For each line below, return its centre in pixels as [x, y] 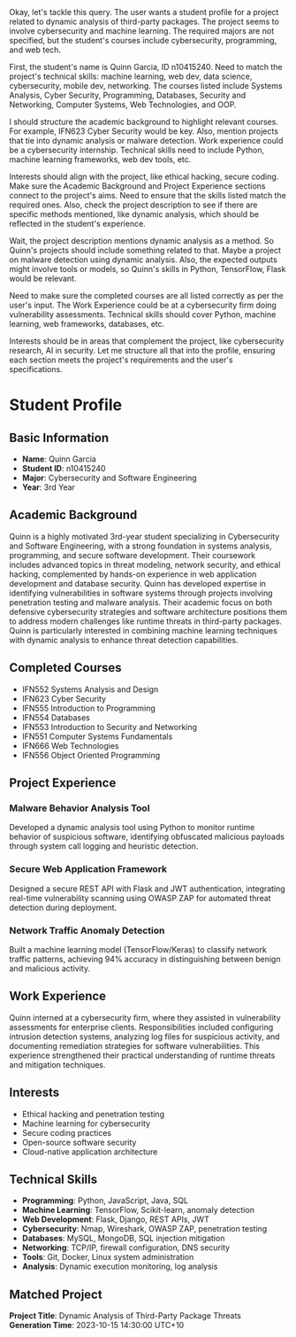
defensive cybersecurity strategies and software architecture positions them [148, 611]
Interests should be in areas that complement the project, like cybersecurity [147, 341]
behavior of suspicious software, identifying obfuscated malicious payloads [147, 837]
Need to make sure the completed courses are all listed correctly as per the [147, 295]
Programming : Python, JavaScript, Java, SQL [105, 1201]
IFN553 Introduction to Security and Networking [109, 727]
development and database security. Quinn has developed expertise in [138, 583]
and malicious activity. [50, 968]
